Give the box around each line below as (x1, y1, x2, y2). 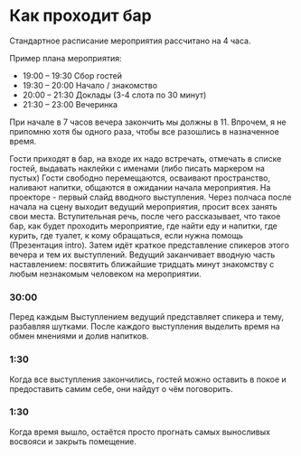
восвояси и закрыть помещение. (9, 435, 137, 447)
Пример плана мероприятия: (9, 52, 122, 63)
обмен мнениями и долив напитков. (9, 330, 149, 341)
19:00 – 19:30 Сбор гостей (22, 70, 123, 81)
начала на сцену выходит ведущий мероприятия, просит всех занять (9, 200, 277, 212)
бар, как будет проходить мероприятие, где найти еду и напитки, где (9, 220, 277, 231)
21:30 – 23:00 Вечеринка (22, 98, 118, 109)
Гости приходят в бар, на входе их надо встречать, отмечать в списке (9, 153, 282, 163)
